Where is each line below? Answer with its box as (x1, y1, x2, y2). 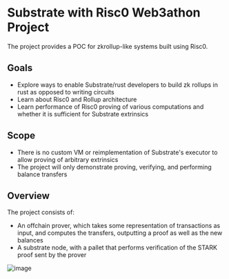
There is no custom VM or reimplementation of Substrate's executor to (17, 148, 218, 156)
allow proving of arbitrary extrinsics (17, 155, 119, 163)
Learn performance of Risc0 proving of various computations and (17, 102, 204, 111)
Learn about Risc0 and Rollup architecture (17, 95, 137, 103)
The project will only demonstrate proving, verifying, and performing (17, 163, 212, 171)
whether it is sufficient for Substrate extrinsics (17, 110, 149, 118)
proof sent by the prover (17, 251, 87, 259)
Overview (7, 189, 50, 201)
